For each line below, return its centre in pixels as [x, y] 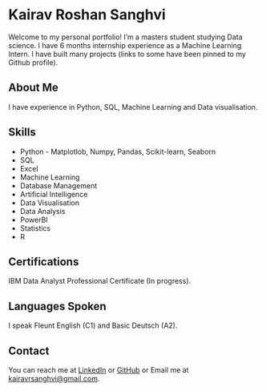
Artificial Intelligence [54, 194]
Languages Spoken [57, 306]
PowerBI [34, 220]
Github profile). [33, 62]
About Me [33, 88]
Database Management [58, 185]
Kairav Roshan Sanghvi [87, 15]
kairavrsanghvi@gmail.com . [54, 379]
